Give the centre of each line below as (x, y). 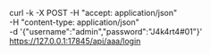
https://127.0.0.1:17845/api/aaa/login (75, 41)
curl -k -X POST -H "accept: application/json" (93, 13)
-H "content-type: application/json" (75, 22)
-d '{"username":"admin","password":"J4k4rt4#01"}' (106, 31)
